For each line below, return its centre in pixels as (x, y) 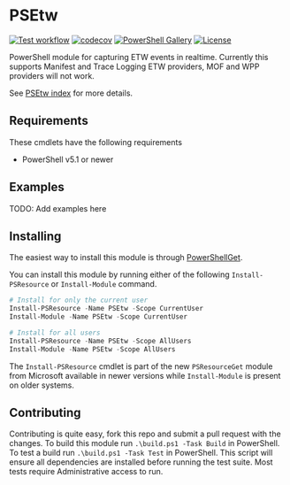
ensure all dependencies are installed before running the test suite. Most (141, 462)
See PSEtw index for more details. (71, 93)
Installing (35, 236)
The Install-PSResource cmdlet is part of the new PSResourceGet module (141, 366)
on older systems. (42, 385)
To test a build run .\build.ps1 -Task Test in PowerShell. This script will (141, 453)
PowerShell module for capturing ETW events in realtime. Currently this (139, 57)
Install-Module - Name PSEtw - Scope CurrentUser (99, 317)
